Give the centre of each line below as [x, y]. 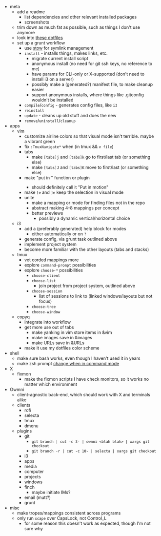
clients [24, 405]
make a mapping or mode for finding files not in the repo [88, 203]
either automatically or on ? [59, 234]
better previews [47, 213]
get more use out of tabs [49, 327]
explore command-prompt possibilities [60, 265]
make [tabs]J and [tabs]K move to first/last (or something [90, 167]
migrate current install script [60, 58]
